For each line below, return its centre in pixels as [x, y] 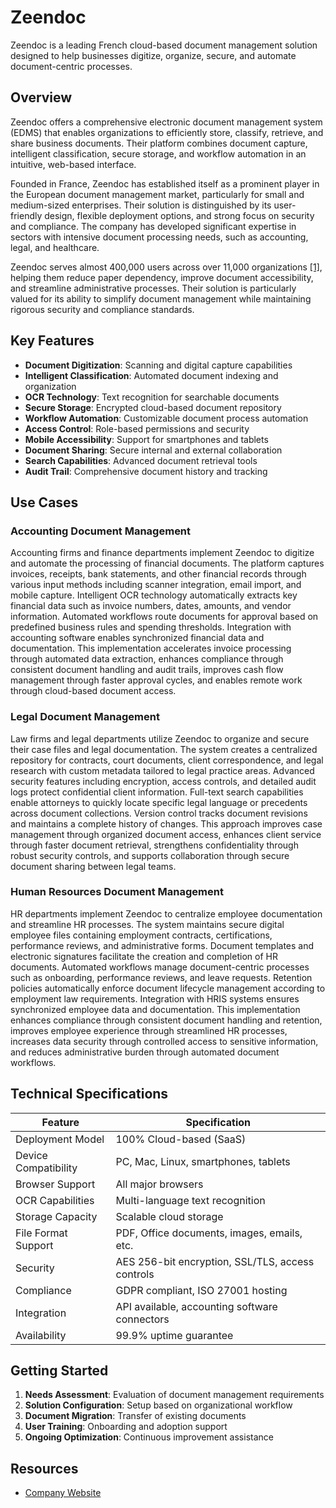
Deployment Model [60, 1139]
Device [31, 1155]
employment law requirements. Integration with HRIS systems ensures [155, 998]
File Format [41, 1233]
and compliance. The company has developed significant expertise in [153, 226]
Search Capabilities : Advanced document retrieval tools [141, 460]
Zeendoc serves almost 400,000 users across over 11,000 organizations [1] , [166, 267]
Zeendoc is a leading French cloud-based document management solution [164, 45]
